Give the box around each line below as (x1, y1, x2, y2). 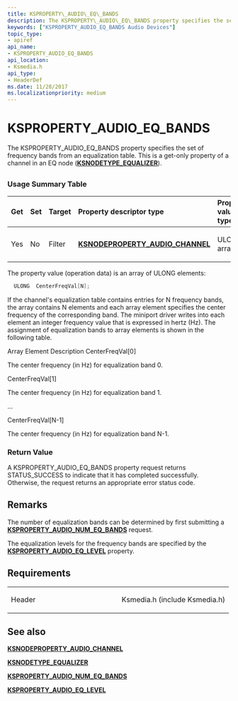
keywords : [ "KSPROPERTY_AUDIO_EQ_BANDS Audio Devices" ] (7, 23, 176, 31)
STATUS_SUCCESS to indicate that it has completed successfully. (7, 471, 199, 479)
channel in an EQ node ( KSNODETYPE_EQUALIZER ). (7, 159, 162, 168)
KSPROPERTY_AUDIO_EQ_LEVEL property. (7, 546, 135, 555)
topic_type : (7, 30, 42, 38)
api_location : (7, 57, 50, 64)
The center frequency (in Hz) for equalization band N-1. (7, 429, 170, 438)
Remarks (7, 499, 48, 511)
